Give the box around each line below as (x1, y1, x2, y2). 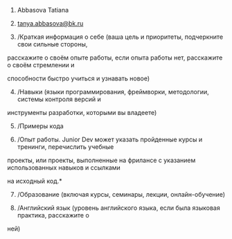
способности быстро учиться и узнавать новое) (7, 74, 150, 82)
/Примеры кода (17, 122, 64, 130)
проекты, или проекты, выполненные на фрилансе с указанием (7, 156, 196, 164)
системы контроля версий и (17, 95, 102, 103)
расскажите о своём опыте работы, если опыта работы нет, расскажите (7, 53, 223, 62)
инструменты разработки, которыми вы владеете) (7, 109, 157, 116)
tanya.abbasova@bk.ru (17, 19, 84, 27)
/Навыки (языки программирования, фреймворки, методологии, (17, 88, 209, 96)
